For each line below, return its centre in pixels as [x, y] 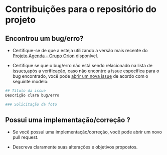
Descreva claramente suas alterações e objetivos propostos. [75, 147]
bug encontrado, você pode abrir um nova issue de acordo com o [80, 76]
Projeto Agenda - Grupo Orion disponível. [55, 56]
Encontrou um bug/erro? [44, 38]
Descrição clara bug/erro [32, 95]
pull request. [25, 137]
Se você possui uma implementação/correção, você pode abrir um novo [87, 132]
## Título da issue [26, 91]
